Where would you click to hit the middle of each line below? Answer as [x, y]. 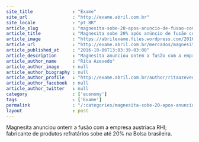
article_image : [41, 39]
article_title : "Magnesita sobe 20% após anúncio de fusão [96, 34]
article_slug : [41, 28]
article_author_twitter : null [47, 89]
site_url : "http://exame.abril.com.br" [78, 17]
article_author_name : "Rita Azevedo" [61, 61]
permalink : [41, 105]
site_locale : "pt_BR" [51, 22]
